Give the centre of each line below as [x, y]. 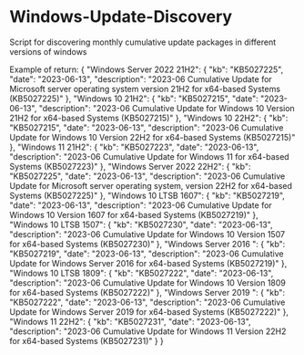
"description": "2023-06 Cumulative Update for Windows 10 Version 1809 [148, 282]
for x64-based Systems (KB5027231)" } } [86, 340]
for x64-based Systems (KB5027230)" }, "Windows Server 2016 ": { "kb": [147, 244]
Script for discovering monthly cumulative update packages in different [143, 42]
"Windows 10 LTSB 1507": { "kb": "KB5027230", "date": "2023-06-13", [141, 224]
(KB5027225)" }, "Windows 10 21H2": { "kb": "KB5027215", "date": [134, 99]
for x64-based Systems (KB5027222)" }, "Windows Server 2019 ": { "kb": [147, 292]
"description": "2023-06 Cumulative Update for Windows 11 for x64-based [149, 156]
